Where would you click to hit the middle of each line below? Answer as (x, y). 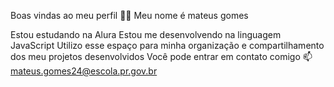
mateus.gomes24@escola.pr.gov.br (84, 71)
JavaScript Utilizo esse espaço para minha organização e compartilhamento (167, 45)
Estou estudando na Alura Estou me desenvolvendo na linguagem (146, 34)
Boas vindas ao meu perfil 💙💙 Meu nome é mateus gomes (129, 15)
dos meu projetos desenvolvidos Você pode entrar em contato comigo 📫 (161, 56)
